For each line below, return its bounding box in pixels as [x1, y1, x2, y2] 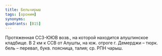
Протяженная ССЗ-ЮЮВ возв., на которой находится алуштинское [5, 35, 149, 41]
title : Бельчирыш [5, 7, 41, 12]
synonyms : [5, 16, 26, 21]
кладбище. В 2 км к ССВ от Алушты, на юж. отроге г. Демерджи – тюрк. [5, 40, 158, 46]
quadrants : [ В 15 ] [5, 21, 41, 26]
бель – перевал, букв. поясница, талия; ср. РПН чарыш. [5, 45, 123, 51]
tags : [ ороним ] [5, 12, 37, 17]
